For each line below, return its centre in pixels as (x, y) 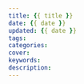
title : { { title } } (41, 16)
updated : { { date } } (43, 30)
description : (30, 68)
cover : (19, 53)
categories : (28, 46)
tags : (17, 38)
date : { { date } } (37, 23)
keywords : (25, 61)
